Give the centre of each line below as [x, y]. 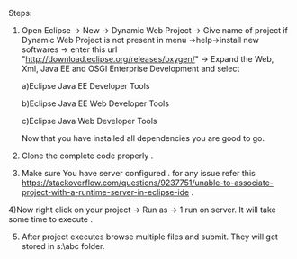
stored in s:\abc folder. [63, 246]
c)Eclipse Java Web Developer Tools [89, 121]
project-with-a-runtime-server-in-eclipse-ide [105, 192]
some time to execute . [51, 219]
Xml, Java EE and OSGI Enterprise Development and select [130, 68]
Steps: [20, 13]
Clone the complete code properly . [87, 156]
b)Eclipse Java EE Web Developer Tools [95, 103]
